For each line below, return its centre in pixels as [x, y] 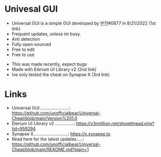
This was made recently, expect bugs [49, 64]
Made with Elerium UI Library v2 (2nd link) [54, 69]
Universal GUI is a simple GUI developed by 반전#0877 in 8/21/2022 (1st [84, 23]
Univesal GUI [31, 9]
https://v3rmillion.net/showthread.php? [115, 123]
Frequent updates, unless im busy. [46, 34]
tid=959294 [24, 129]
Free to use [23, 54]
